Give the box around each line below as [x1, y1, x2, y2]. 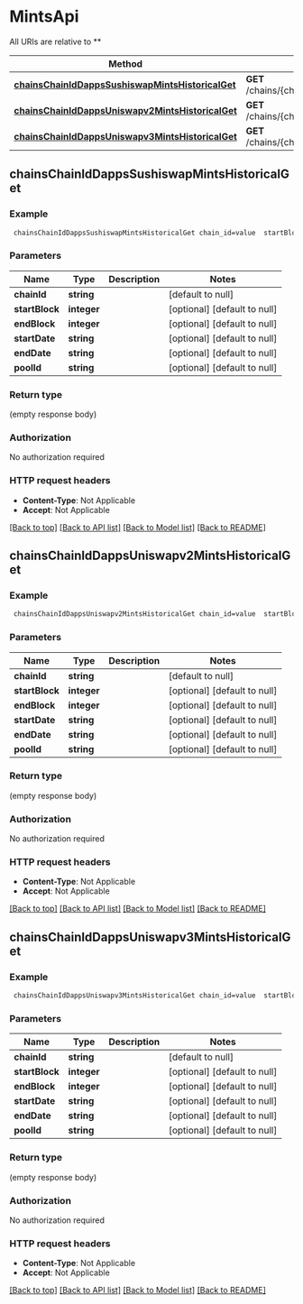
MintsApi [9, 6, 79, 27]
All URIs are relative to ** [9, 36, 102, 47]
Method [107, 57, 142, 69]
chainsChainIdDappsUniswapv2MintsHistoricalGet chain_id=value [13, 610, 256, 619]
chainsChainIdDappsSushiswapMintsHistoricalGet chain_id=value [13, 228, 256, 237]
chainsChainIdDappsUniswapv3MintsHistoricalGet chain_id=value [13, 991, 256, 1000]
